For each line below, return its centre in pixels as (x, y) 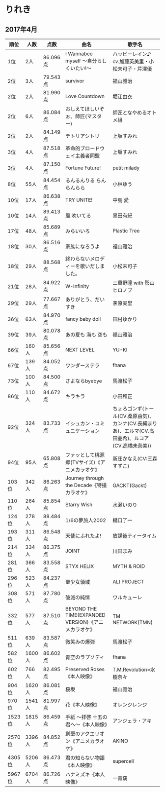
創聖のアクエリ (82, 734)
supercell (123, 761)
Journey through (85, 478)
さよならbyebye (84, 381)
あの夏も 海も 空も (86, 335)
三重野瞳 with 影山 (134, 283)
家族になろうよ (83, 246)
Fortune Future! (83, 168)
